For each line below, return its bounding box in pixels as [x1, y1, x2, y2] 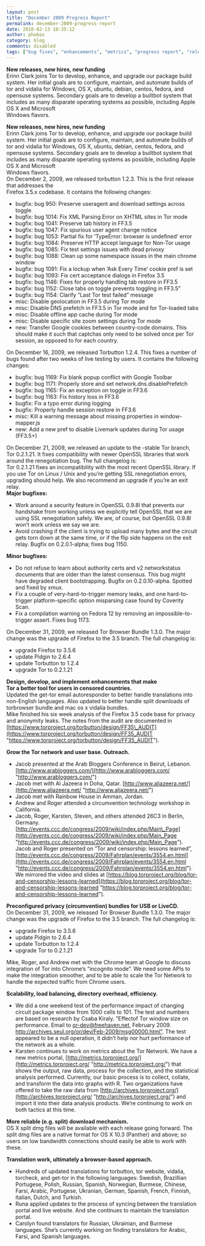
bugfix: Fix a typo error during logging [15, 399, 112, 407]
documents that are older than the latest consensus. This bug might [15, 570, 186, 578]
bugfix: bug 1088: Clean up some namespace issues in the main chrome [15, 252, 197, 259]
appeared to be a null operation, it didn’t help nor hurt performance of [15, 1034, 191, 1041]
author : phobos [6, 32, 45, 38]
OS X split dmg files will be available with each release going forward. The [6, 1124, 193, 1131]
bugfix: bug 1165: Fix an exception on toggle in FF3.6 [15, 387, 148, 394]
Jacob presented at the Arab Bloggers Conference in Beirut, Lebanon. [15, 760, 192, 768]
